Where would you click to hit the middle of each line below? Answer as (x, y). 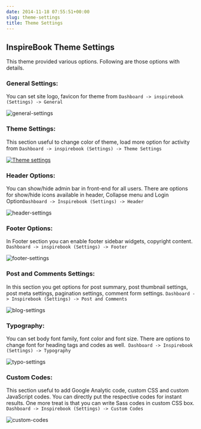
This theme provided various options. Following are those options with (93, 62)
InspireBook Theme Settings (61, 47)
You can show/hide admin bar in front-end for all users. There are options (97, 189)
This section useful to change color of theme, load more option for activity (98, 142)
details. (15, 68)
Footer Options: (29, 228)
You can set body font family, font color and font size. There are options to (98, 339)
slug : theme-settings (33, 17)
